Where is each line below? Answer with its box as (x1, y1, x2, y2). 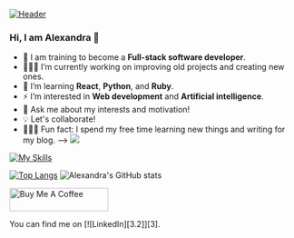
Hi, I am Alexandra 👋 (9, 31, 100, 44)
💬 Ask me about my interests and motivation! (22, 104, 191, 115)
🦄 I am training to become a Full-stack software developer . (22, 52, 247, 63)
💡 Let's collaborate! (22, 114, 96, 124)
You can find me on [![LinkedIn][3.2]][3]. (9, 219, 161, 230)
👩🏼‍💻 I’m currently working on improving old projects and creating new (22, 62, 285, 73)
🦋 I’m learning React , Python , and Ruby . (22, 81, 174, 92)
